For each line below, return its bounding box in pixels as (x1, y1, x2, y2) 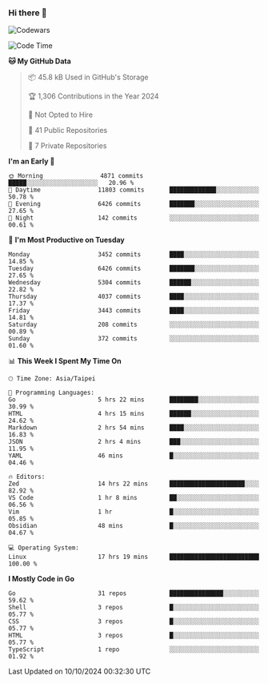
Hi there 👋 (8, 7, 48, 18)
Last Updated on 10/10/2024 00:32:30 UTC (8, 666, 151, 676)
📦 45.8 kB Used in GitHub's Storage (27, 72, 149, 82)
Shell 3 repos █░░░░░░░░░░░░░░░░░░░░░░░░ (8, 604, 260, 612)
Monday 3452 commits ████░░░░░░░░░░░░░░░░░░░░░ (8, 251, 260, 259)
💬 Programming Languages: (8, 388, 94, 397)
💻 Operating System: (8, 544, 80, 552)
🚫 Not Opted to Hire (27, 110, 94, 119)
